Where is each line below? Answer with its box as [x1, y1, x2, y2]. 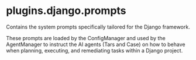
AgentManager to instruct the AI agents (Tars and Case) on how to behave [6, 41, 185, 48]
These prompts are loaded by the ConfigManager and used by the [6, 34, 166, 41]
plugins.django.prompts [6, 4, 127, 17]
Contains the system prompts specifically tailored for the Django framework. [6, 23, 190, 30]
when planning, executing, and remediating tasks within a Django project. [6, 47, 183, 54]
